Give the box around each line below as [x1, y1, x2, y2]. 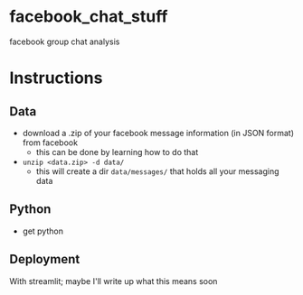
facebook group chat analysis [9, 36, 120, 47]
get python [22, 226, 63, 236]
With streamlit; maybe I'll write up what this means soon [9, 275, 218, 286]
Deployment [9, 252, 80, 267]
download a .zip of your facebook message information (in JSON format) [22, 127, 295, 138]
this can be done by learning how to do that [35, 146, 199, 157]
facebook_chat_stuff [9, 6, 168, 27]
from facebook [22, 137, 79, 148]
